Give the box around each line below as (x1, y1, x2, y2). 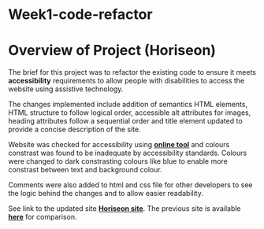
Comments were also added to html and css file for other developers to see (8, 180, 253, 190)
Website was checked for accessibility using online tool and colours (8, 140, 230, 150)
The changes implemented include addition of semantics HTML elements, (8, 100, 248, 109)
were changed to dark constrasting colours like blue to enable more (8, 157, 229, 166)
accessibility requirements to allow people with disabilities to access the (8, 76, 245, 86)
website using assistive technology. (8, 84, 124, 94)
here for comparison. (8, 212, 77, 222)
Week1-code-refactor (8, 6, 153, 24)
